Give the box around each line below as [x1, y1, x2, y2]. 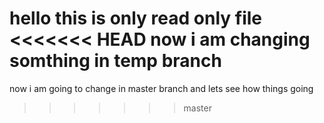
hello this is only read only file [9, 7, 263, 30]
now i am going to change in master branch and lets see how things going [9, 82, 314, 94]
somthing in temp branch [9, 50, 222, 72]
